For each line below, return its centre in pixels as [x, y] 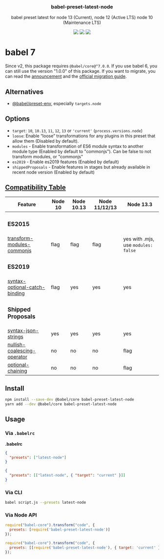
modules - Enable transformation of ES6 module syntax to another [78, 146]
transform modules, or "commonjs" [48, 156]
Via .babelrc [20, 433]
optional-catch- [26, 287]
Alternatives [24, 92]
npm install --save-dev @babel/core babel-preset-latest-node [70, 400]
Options [18, 119]
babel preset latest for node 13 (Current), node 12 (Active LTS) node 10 [82, 18]
